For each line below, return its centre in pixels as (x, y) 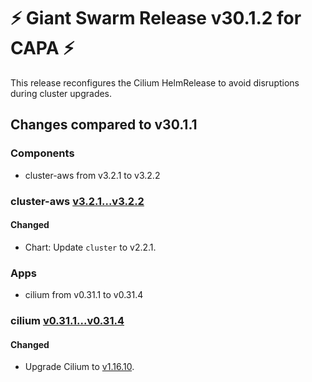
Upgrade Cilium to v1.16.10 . (79, 367)
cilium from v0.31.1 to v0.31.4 (84, 295)
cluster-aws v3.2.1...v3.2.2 (77, 201)
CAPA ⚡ (42, 48)
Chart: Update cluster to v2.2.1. (90, 247)
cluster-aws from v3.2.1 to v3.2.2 (92, 175)
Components (42, 153)
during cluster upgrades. (61, 93)
